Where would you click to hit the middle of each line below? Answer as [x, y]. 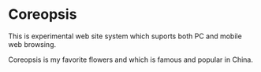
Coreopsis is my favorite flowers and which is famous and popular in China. [131, 59]
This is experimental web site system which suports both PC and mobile [125, 36]
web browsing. [32, 44]
